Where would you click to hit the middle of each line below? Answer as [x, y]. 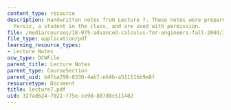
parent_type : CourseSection [47, 70]
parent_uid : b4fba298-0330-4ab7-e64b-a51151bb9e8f [81, 77]
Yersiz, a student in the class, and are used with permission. [107, 26]
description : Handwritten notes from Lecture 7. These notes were [104, 20]
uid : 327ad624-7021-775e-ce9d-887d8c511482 [70, 96]
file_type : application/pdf [47, 39]
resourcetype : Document [41, 83]
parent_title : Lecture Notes [49, 64]
